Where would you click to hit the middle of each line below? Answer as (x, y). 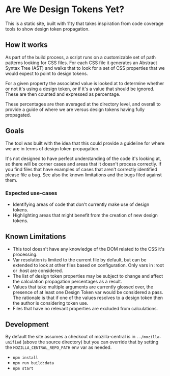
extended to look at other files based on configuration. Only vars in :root (88, 265)
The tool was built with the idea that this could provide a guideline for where (85, 143)
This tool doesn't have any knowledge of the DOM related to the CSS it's (89, 249)
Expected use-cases (31, 193)
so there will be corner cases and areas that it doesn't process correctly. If (83, 164)
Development (27, 325)
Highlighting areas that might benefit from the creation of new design (85, 215)
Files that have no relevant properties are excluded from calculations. (85, 308)
